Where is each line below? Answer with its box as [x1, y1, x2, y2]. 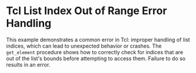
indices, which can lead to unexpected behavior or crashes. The [6, 42, 162, 49]
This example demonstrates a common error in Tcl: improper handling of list [6, 36, 190, 43]
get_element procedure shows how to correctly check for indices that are [6, 48, 184, 55]
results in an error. [6, 61, 51, 68]
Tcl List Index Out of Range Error [6, 4, 167, 18]
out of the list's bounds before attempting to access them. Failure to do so [6, 55, 186, 62]
